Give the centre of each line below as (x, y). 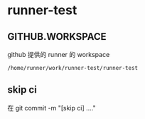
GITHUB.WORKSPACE (57, 37)
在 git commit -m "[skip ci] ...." (52, 108)
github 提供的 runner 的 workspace (59, 55)
